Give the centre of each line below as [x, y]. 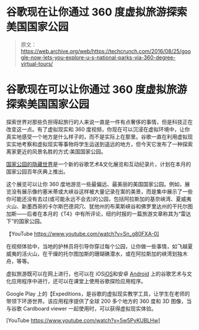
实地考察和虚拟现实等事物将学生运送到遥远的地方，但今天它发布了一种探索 [102, 144]
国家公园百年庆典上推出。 [37, 171]
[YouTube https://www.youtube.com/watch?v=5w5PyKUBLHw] [83, 320]
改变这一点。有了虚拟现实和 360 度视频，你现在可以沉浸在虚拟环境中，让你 [98, 129]
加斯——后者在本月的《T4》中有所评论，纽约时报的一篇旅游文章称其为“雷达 [99, 213]
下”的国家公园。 [26, 221]
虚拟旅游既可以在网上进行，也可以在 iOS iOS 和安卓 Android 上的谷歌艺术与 [97, 274]
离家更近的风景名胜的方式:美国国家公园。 [56, 151]
